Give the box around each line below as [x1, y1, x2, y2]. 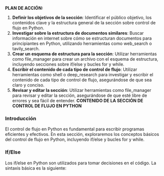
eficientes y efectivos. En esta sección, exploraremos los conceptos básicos [5, 132, 159, 137]
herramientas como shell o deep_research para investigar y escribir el [12, 72, 153, 77]
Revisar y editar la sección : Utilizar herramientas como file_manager [12, 88, 152, 93]
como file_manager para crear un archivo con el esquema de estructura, [12, 56, 159, 62]
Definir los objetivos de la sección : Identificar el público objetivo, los [12, 15, 152, 20]
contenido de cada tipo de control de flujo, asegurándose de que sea [12, 77, 152, 83]
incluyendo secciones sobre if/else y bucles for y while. [12, 62, 125, 67]
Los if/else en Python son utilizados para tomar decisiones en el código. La [5, 160, 157, 166]
